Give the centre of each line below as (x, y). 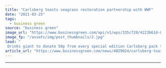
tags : (11, 19)
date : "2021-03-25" (25, 14)
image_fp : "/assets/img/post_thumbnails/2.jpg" (55, 37)
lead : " (13, 42)
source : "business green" (32, 28)
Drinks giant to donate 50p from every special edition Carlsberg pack (83, 46)
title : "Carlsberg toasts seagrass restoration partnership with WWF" (79, 10)
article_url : (19, 51)
